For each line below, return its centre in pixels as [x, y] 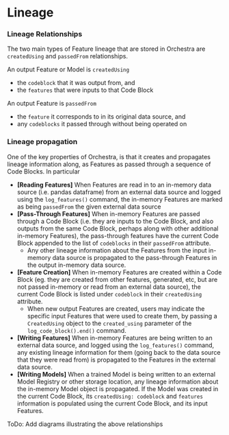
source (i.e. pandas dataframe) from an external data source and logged [119, 192]
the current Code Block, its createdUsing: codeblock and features [110, 396]
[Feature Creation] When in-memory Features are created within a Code [119, 272]
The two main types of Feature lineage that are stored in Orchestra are [106, 49]
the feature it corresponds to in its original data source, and [101, 117]
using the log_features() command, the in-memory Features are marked [120, 199]
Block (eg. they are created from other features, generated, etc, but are [117, 279]
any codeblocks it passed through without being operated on [102, 124]
